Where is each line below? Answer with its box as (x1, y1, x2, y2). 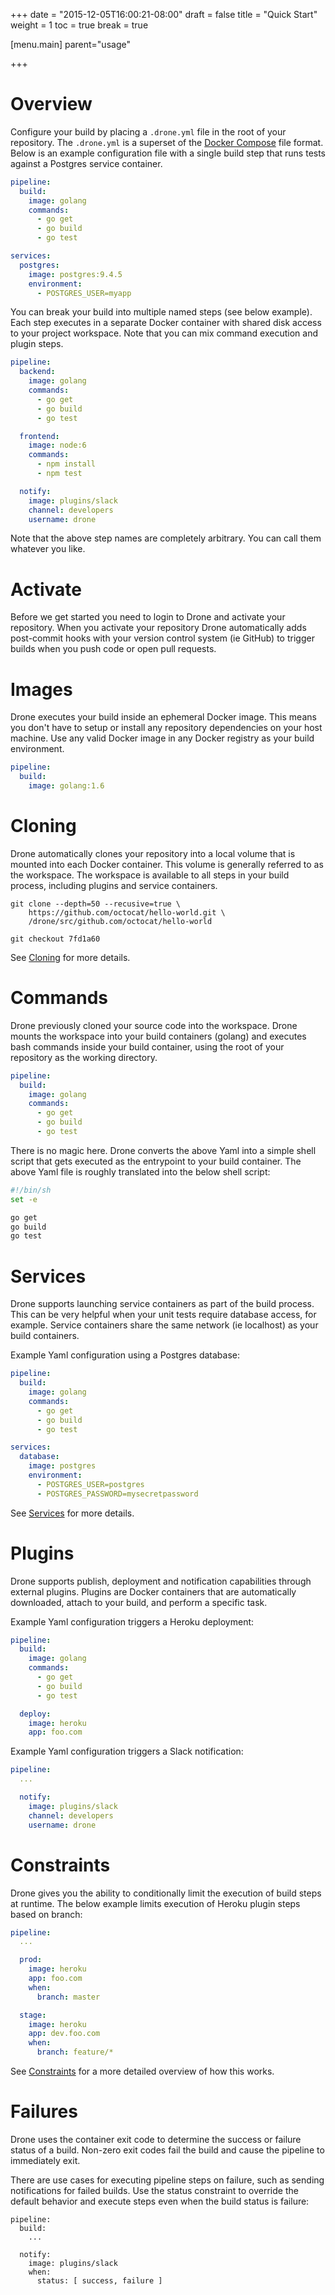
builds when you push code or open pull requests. (10, 643, 217, 655)
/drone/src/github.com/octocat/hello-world (28, 916, 213, 926)
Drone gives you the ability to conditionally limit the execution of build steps (10, 1887, 322, 1899)
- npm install (36, 459, 97, 469)
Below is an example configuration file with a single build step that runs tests (10, 147, 327, 159)
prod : (19, 1955, 43, 1965)
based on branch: (10, 1908, 83, 1920)
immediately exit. (10, 2154, 81, 2166)
